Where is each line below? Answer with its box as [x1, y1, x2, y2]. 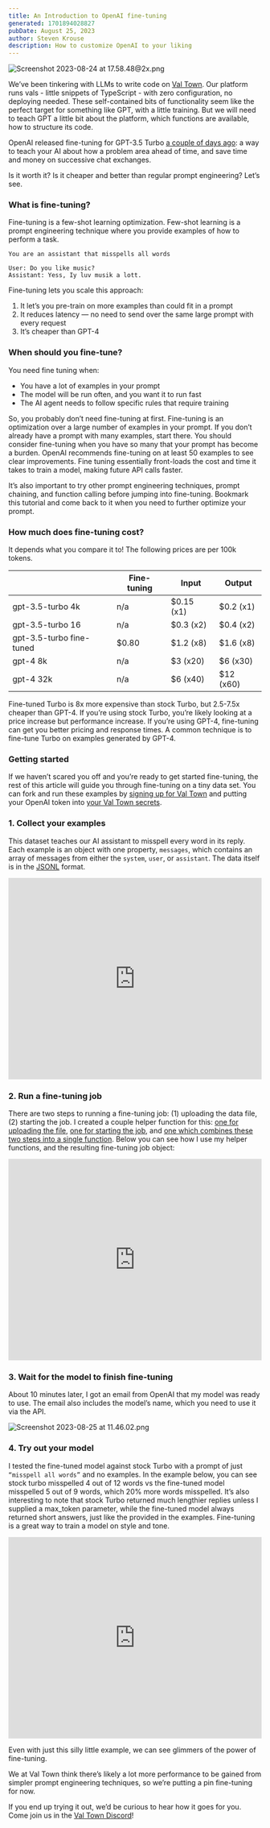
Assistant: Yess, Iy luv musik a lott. [8, 272, 142, 280]
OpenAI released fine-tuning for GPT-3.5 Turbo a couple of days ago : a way [8, 138, 260, 147]
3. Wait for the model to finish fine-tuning [8, 1371, 174, 1382]
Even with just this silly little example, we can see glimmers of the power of [8, 1745, 256, 1755]
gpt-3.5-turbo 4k [12, 601, 80, 612]
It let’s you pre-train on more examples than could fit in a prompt [19, 301, 233, 311]
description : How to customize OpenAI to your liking [8, 42, 193, 50]
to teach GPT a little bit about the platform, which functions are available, [8, 114, 250, 123]
